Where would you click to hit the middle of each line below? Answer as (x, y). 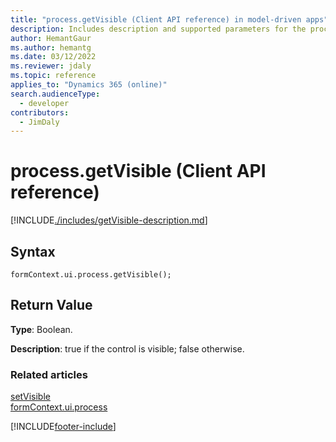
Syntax (33, 251)
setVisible (30, 397)
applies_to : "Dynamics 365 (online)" (89, 85)
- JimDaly (39, 122)
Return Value (51, 305)
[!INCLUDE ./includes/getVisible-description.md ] (109, 220)
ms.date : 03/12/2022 (53, 57)
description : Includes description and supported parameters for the (158, 29)
